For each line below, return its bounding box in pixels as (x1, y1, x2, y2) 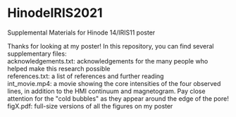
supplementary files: (7, 49, 67, 58)
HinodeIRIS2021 (7, 5, 104, 21)
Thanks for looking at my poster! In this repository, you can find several (7, 42, 214, 50)
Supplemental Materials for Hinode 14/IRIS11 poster (7, 28, 156, 37)
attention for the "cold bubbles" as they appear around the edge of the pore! (7, 94, 229, 103)
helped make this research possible (7, 64, 111, 73)
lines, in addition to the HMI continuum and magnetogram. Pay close (7, 87, 206, 95)
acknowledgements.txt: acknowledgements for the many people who (7, 56, 209, 65)
